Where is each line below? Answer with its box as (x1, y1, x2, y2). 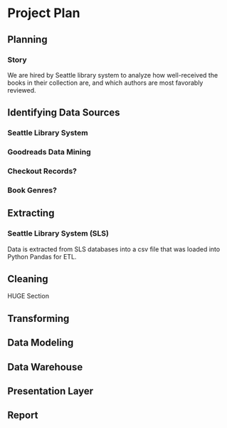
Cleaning (7, 273, 48, 286)
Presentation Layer (7, 385, 94, 397)
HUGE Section (7, 292, 50, 301)
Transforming (7, 312, 70, 325)
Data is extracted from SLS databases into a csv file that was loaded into (7, 244, 221, 254)
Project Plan (7, 5, 80, 21)
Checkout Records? (7, 166, 77, 176)
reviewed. (7, 85, 37, 94)
